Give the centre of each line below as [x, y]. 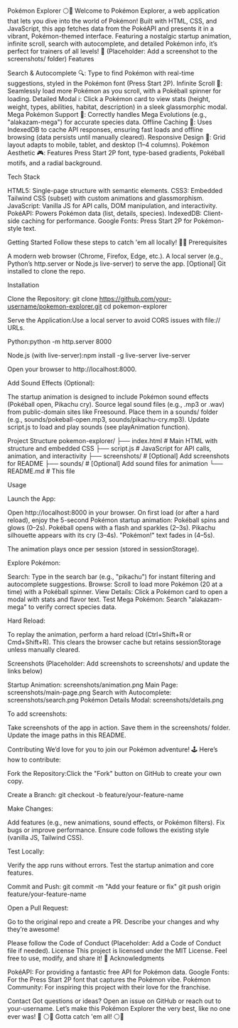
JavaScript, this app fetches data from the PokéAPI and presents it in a [111, 28]
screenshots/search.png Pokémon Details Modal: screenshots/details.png [115, 700]
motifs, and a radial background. [55, 163]
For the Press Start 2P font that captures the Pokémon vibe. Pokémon [109, 980]
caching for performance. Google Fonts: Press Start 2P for [107, 221]
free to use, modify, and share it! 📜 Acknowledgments [86, 958]
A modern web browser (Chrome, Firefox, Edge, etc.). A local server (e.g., [115, 256]
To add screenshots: [37, 714]
